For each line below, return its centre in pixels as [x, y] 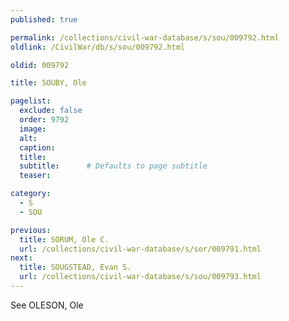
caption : [37, 147]
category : [31, 194]
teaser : [35, 176]
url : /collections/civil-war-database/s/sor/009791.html [140, 249]
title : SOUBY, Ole [48, 83]
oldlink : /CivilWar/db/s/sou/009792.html [98, 47]
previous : [31, 230]
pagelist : [31, 101]
